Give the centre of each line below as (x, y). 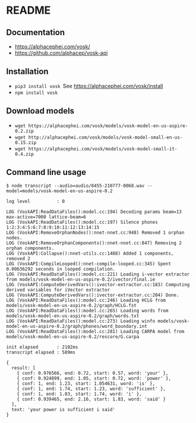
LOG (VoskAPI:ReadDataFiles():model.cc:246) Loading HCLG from (86, 300)
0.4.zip (24, 154)
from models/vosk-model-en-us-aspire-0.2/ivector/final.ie (81, 280)
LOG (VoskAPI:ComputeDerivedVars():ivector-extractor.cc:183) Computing (98, 285)
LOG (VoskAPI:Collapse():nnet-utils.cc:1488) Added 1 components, (90, 253)
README (29, 10)
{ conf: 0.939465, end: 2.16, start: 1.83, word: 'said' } (91, 399)
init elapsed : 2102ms (42, 347)
